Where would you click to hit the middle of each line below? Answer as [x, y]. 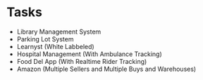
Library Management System [59, 32]
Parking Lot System [45, 39]
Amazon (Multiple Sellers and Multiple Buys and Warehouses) [106, 69]
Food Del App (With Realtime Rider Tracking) [82, 61]
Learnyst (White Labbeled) [55, 46]
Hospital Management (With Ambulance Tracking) [90, 54]
